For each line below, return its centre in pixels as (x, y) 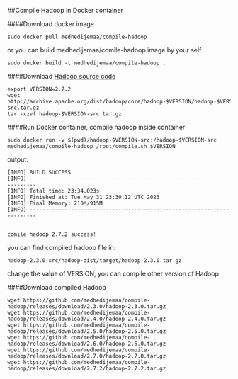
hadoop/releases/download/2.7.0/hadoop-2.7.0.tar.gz (87, 356)
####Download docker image (51, 24)
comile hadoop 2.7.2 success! (52, 234)
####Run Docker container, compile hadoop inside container (96, 127)
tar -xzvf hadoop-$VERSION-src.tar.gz (64, 114)
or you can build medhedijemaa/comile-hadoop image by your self (104, 50)
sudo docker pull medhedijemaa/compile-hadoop (77, 37)
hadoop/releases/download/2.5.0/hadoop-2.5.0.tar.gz (87, 332)
